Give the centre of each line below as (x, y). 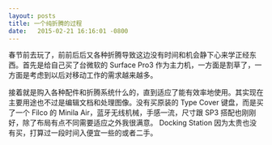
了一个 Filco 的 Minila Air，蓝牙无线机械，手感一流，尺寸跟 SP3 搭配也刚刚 (132, 113)
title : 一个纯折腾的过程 (45, 23)
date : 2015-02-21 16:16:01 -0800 (68, 31)
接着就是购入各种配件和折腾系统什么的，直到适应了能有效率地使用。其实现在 (136, 92)
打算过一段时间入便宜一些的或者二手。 (93, 133)
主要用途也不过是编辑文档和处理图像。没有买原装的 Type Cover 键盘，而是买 (136, 103)
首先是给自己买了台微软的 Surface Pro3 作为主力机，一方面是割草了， (138, 65)
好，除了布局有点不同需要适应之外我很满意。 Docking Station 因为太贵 (125, 123)
